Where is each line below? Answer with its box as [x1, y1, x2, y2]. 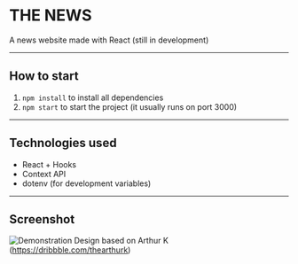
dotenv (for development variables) [21, 178, 152, 189]
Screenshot [9, 212, 75, 227]
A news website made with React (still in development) [9, 35, 209, 45]
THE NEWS [9, 5, 92, 26]
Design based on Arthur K [74, 236, 169, 246]
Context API [21, 168, 67, 179]
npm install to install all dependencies [21, 92, 164, 103]
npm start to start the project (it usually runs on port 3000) [21, 101, 238, 112]
